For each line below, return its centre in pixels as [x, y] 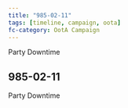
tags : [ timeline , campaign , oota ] [65, 23]
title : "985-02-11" [40, 15]
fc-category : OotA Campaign [54, 30]
